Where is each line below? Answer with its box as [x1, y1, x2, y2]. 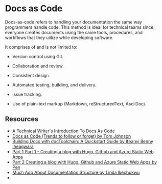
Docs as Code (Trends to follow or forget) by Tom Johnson [12, 133, 131, 139]
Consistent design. [12, 72, 50, 78]
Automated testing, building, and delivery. [12, 82, 96, 88]
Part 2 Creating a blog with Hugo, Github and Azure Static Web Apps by [12, 159, 157, 165]
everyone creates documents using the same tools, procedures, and [5, 29, 143, 35]
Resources [5, 115, 39, 123]
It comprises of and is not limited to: [5, 44, 77, 50]
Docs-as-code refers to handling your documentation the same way [5, 19, 142, 25]
